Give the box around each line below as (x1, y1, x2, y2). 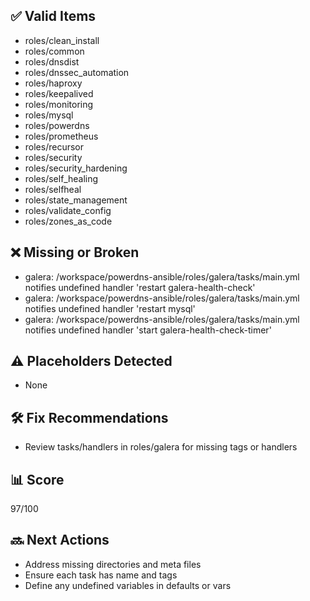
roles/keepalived (24, 87, 94, 99)
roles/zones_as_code (24, 215, 113, 227)
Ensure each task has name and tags (24, 569, 178, 581)
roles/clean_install (24, 34, 100, 46)
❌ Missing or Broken (10, 244, 140, 261)
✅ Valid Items (10, 8, 97, 25)
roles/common (24, 45, 85, 57)
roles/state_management (24, 194, 128, 206)
